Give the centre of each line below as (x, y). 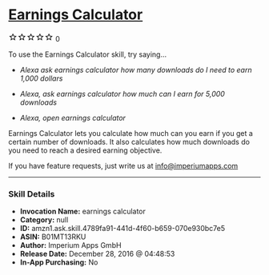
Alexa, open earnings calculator (73, 118)
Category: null (44, 220)
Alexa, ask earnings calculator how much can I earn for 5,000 (122, 94)
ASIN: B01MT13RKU (53, 237)
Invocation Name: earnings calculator (83, 211)
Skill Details (32, 193)
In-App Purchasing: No (59, 262)
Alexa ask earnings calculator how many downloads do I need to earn (136, 70)
